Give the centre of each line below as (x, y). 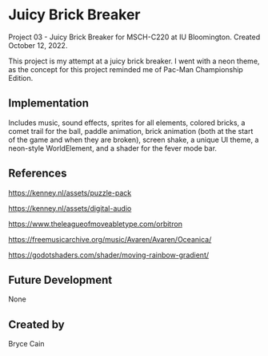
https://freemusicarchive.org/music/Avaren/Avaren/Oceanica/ (110, 239)
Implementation (49, 103)
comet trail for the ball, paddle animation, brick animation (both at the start (131, 131)
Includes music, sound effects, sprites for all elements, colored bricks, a (127, 123)
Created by (37, 324)
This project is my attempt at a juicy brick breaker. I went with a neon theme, (134, 61)
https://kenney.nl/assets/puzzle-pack (70, 192)
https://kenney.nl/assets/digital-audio (70, 208)
